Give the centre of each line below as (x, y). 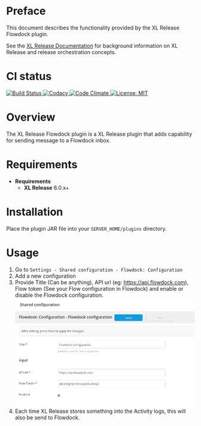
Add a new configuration (45, 276)
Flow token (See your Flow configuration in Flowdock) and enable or (99, 288)
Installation (35, 212)
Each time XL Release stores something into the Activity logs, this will (100, 411)
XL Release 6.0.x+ (47, 187)
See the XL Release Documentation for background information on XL (92, 46)
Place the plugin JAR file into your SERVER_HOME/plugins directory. (86, 228)
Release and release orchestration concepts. (61, 52)
